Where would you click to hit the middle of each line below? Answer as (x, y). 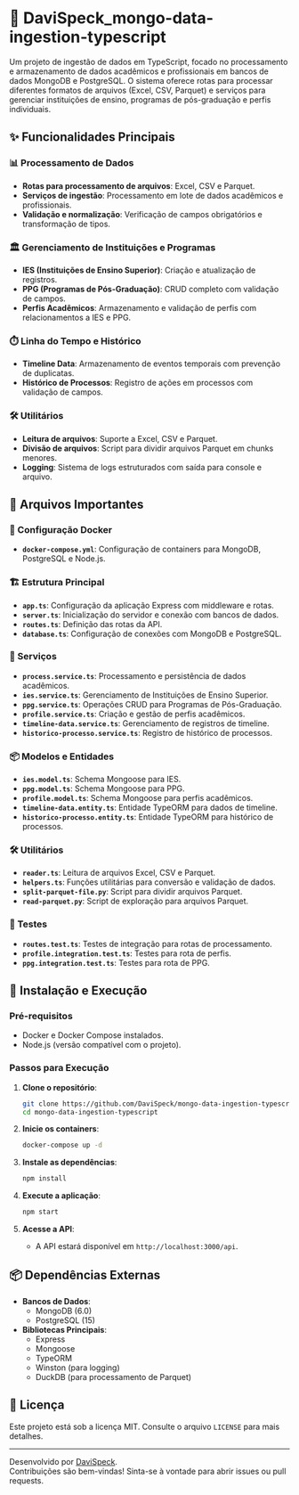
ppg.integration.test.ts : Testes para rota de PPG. (116, 962)
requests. (27, 1480)
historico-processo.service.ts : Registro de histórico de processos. (147, 732)
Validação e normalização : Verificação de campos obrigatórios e (142, 214)
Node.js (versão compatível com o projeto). (101, 1045)
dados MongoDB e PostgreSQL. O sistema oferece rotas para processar (141, 80)
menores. (40, 457)
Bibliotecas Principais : (64, 1329)
